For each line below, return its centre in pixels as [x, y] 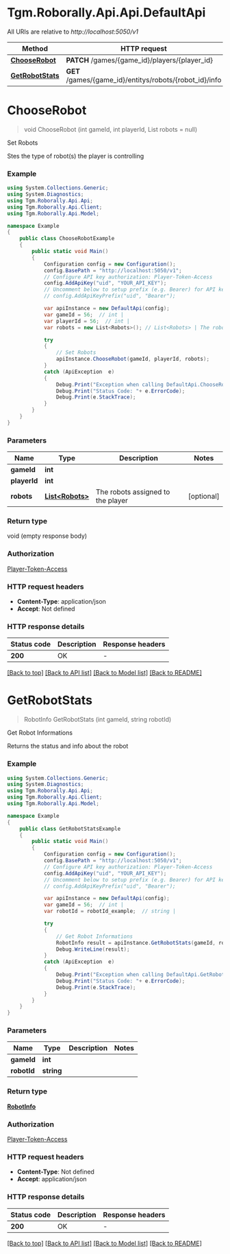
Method [35, 48]
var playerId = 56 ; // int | [87, 321]
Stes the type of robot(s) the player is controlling [76, 156]
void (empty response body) [47, 536]
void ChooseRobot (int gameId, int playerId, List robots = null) [111, 129]
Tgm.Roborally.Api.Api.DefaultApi [106, 13]
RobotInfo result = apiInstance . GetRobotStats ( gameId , [136, 943]
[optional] [204, 497]
